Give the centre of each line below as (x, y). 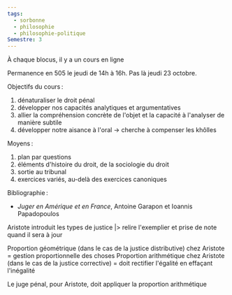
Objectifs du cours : (35, 87)
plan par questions (44, 157)
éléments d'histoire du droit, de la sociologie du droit (93, 164)
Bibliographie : (28, 193)
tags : (15, 14)
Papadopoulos (38, 214)
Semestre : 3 (24, 40)
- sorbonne (29, 20)
